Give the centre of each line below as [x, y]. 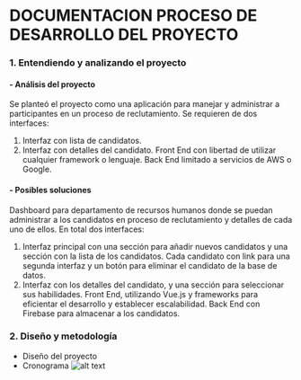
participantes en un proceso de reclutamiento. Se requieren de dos [133, 114]
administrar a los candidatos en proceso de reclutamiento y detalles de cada [151, 219]
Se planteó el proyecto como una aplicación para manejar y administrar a [145, 104]
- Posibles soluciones [50, 190]
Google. [37, 169]
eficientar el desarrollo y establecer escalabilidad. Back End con [141, 304]
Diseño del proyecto [59, 356]
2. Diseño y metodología [63, 336]
